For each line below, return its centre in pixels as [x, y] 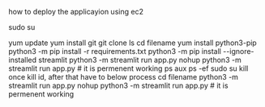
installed [23, 60]
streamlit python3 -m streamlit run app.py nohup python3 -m [140, 60]
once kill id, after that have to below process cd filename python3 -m [124, 77]
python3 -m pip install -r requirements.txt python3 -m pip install [115, 51]
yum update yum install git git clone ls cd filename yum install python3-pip [132, 43]
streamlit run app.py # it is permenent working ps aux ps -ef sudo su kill [128, 68]
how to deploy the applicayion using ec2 [76, 12]
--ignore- [238, 51]
